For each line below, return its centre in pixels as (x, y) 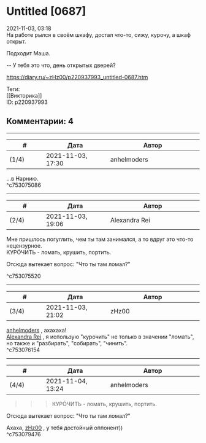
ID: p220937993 (27, 102)
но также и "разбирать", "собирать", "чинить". (67, 343)
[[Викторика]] (24, 95)
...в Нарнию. (22, 178)
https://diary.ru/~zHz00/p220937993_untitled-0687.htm (77, 77)
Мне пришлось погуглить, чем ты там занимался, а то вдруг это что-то (100, 239)
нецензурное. (24, 245)
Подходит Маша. (29, 53)
